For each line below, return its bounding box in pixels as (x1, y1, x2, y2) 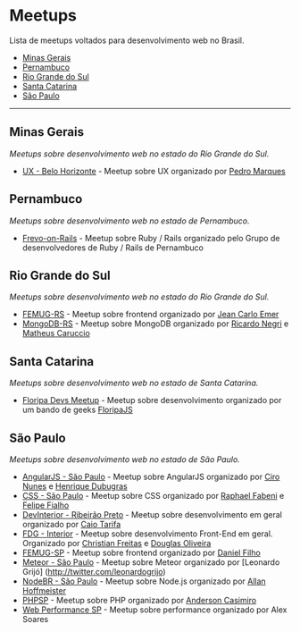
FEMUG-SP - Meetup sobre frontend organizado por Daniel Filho (21, 547, 261, 558)
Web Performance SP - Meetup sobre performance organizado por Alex (21, 604, 287, 615)
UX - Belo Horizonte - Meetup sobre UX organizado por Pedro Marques (21, 165, 286, 176)
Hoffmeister (21, 586, 67, 595)
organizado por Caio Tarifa (21, 519, 121, 529)
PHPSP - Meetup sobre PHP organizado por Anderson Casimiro (21, 595, 257, 605)
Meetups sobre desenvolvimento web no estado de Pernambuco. (9, 215, 250, 226)
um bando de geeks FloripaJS (21, 404, 134, 416)
